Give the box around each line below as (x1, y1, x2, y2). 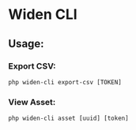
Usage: (8, 37, 45, 50)
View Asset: (8, 96, 56, 107)
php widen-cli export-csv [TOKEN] (8, 78, 123, 86)
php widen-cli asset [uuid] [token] (8, 114, 129, 123)
